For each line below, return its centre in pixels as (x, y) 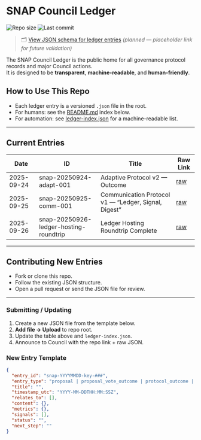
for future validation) (46, 48)
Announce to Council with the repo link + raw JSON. (79, 342)
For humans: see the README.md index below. (72, 112)
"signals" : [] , (31, 414)
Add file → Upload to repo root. (54, 329)
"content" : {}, (31, 403)
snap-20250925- (65, 198)
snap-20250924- (65, 177)
